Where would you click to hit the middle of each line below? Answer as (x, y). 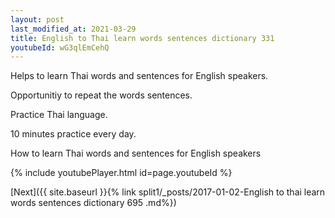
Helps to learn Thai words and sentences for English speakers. (139, 76)
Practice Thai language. (59, 115)
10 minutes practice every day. (73, 134)
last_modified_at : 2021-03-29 (73, 29)
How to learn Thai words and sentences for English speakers (136, 153)
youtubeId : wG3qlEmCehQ (60, 47)
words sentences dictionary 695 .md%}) (93, 203)
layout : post (37, 19)
